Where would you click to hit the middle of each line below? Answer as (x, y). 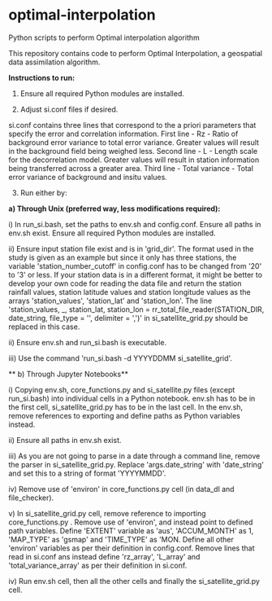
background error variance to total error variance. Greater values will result (134, 142)
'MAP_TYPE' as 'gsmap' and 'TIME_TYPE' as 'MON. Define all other (121, 539)
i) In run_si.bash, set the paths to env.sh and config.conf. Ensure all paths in (135, 224)
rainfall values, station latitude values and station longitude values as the (130, 292)
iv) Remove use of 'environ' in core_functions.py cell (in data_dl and (121, 489)
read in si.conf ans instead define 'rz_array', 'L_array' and (104, 556)
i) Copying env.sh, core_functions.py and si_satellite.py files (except (122, 389)
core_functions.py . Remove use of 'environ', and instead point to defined (131, 522)
